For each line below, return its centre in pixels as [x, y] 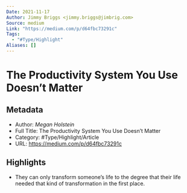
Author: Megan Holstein [45, 124]
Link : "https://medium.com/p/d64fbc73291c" [62, 29]
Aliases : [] [21, 46]
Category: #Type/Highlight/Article [57, 137]
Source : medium [25, 23]
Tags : [13, 34]
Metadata [25, 110]
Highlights [26, 163]
